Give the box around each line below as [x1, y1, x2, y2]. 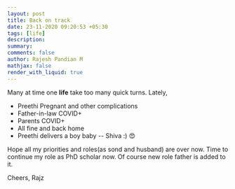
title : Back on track [7, 17, 71, 24]
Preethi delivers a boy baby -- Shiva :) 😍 [17, 131, 135, 140]
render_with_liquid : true [7, 69, 83, 76]
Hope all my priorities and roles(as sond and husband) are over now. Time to [7, 145, 229, 153]
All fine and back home [17, 124, 85, 132]
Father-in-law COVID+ [17, 109, 82, 118]
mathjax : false [7, 62, 52, 69]
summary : [7, 43, 33, 50]
